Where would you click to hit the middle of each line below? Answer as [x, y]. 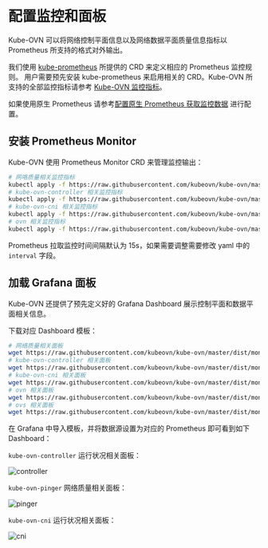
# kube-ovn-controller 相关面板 [60, 361]
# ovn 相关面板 [31, 390]
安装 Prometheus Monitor [73, 142]
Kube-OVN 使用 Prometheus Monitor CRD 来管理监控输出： [106, 162]
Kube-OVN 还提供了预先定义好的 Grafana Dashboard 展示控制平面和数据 [128, 303]
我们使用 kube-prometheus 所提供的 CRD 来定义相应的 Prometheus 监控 [127, 67]
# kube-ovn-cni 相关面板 [47, 376]
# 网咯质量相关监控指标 [42, 177]
